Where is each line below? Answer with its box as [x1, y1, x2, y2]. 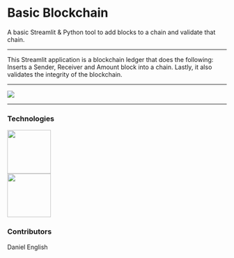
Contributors [7, 227, 52, 236]
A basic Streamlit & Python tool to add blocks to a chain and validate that [7, 28, 216, 36]
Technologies [7, 114, 54, 123]
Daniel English [7, 243, 48, 251]
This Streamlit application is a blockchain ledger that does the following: [7, 55, 214, 63]
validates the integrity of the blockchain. [7, 70, 123, 78]
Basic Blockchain [7, 5, 109, 21]
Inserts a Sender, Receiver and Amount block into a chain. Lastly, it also [7, 63, 212, 71]
